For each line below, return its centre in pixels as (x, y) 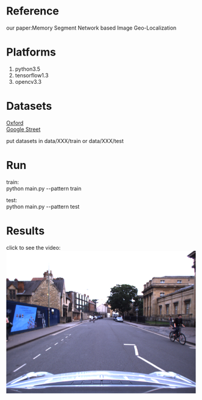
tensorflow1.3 (32, 75)
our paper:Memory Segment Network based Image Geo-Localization (91, 28)
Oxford (15, 122)
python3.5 (28, 69)
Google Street (23, 129)
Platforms (31, 52)
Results (26, 231)
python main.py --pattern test (43, 206)
